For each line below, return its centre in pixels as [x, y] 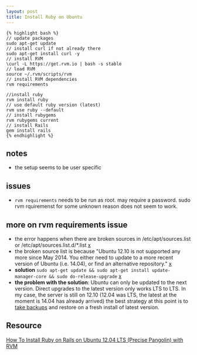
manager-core [30, 277]
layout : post [22, 11]
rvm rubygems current [33, 120]
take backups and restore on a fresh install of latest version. [87, 307]
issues [18, 186]
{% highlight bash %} [33, 33]
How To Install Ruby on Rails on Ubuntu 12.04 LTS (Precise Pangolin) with [95, 340]
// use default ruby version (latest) [53, 105]
